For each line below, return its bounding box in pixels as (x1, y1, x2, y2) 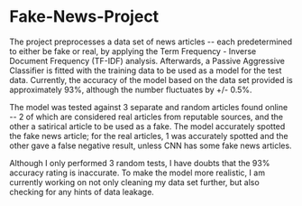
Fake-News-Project (9, 6, 160, 27)
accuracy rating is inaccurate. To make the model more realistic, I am (9, 167, 266, 178)
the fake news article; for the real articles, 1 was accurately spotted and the (9, 130, 288, 141)
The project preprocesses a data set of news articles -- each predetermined (9, 36, 293, 47)
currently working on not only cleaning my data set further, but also (9, 176, 260, 187)
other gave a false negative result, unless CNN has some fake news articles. (9, 140, 292, 151)
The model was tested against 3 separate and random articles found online (9, 101, 288, 112)
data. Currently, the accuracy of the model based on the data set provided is (9, 74, 293, 85)
